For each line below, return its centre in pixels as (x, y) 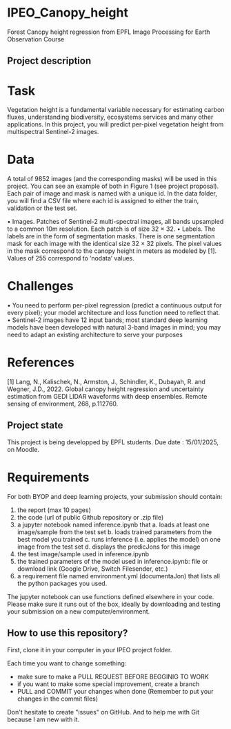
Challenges (40, 286)
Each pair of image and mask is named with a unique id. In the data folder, (112, 193)
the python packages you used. (62, 583)
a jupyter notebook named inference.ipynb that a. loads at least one (113, 524)
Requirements (48, 477)
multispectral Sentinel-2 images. (53, 132)
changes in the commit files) (58, 699)
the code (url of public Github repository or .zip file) (90, 517)
